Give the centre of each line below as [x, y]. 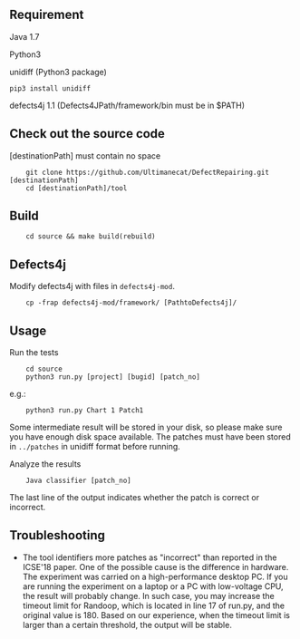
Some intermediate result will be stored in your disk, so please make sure [146, 427]
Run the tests [34, 353]
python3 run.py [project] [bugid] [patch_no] [113, 377]
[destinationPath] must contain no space [85, 155]
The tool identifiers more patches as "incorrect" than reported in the [150, 557]
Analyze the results [45, 464]
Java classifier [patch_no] [78, 481]
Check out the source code [87, 134]
